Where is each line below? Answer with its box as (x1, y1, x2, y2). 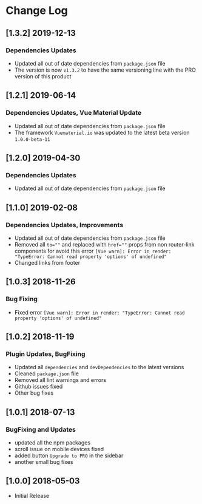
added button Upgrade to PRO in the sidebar (14, 452, 124, 459)
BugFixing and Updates (5, 425, 76, 434)
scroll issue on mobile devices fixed (14, 446, 104, 452)
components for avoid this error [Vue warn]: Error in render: (14, 247, 172, 254)
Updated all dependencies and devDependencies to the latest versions (14, 364, 184, 371)
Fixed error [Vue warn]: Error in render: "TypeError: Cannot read (14, 308, 186, 316)
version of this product (14, 72, 72, 80)
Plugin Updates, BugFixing (5, 350, 86, 358)
